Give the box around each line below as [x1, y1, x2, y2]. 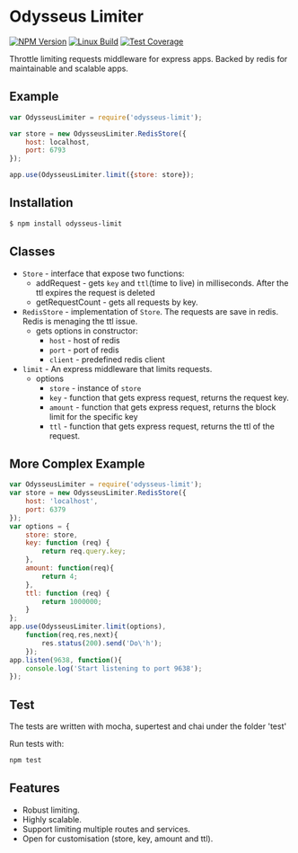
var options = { [9, 521, 70, 531]
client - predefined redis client [48, 353, 165, 365]
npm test [9, 756, 42, 765]
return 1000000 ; [41, 597, 102, 606]
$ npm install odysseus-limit [9, 218, 123, 228]
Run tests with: [9, 739, 65, 750]
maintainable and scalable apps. [9, 63, 128, 74]
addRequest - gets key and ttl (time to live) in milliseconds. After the [35, 277, 289, 289]
